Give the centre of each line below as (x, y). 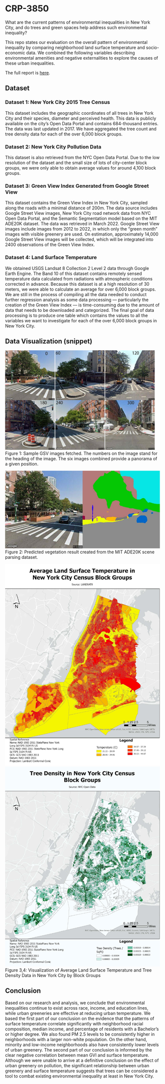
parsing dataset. (22, 557)
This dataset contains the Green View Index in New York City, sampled (76, 203)
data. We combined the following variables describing (81, 53)
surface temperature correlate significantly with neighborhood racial (74, 1023)
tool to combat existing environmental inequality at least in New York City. (80, 1076)
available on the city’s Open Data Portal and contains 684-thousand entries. (82, 123)
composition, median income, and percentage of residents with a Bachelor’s (82, 1029)
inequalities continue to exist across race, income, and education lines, (77, 1008)
